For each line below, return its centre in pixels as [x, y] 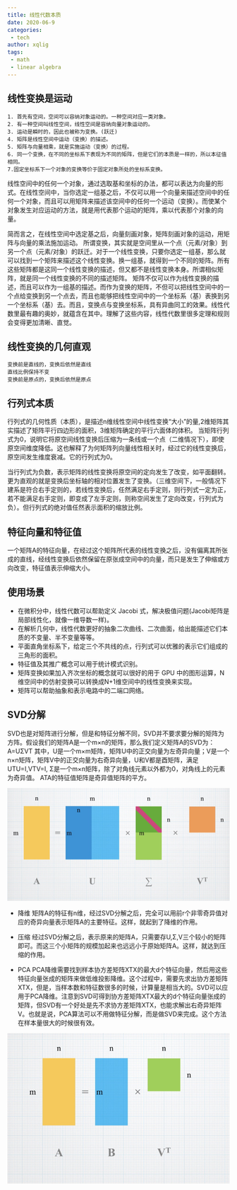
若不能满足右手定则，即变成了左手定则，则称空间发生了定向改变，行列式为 [115, 498]
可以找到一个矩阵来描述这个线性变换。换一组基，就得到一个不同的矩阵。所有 [119, 260]
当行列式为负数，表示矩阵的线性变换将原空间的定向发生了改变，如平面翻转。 [119, 472]
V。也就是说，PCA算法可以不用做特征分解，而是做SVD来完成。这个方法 [122, 1014]
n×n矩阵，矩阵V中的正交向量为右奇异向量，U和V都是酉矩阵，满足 [103, 760]
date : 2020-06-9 [31, 22]
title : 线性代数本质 [34, 15]
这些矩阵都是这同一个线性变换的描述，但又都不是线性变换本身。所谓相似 [112, 269]
